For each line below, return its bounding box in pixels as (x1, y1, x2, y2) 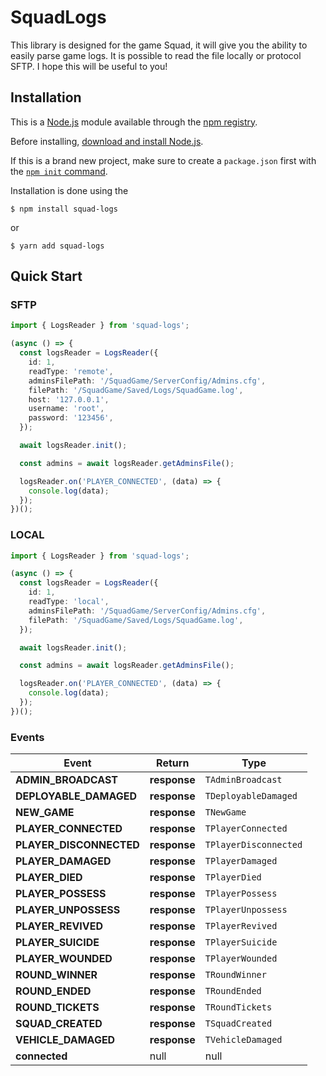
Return (156, 756, 190, 770)
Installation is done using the (10, 184, 129, 196)
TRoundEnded (204, 986, 262, 997)
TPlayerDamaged (204, 856, 278, 867)
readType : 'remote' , (28, 366, 114, 376)
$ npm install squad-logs (10, 204, 118, 214)
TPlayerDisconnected (204, 839, 303, 851)
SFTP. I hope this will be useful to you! (10, 60, 168, 72)
